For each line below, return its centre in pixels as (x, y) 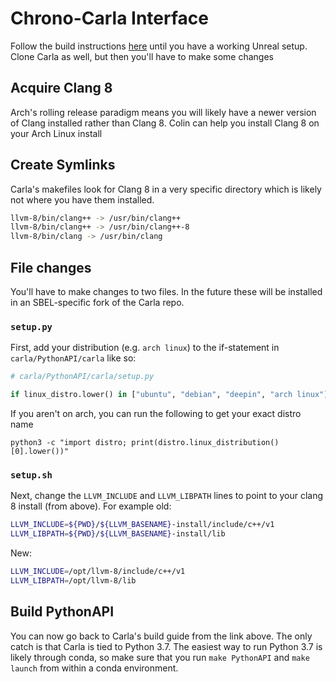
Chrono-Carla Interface (109, 18)
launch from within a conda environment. (94, 668)
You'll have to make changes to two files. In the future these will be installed (166, 291)
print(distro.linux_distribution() (205, 443)
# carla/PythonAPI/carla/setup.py (82, 377)
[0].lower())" (40, 452)
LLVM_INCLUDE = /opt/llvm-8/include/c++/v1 (98, 572)
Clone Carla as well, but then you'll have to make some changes (142, 56)
